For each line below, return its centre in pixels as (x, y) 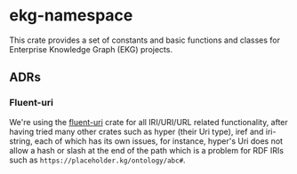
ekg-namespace (71, 16)
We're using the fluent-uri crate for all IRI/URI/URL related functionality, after (149, 122)
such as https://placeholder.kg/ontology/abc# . (97, 160)
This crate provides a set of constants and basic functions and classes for (144, 40)
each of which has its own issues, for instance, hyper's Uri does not (158, 141)
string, (21, 141)
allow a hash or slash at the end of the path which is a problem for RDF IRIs (147, 150)
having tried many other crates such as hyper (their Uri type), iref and (136, 131)
